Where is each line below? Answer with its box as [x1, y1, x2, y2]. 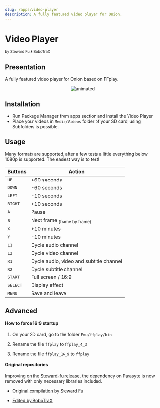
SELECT [7, 282, 22, 288]
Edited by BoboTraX [12, 397, 53, 403]
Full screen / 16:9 [31, 274, 72, 281]
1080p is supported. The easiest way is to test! [5, 156, 100, 162]
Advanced [5, 307, 38, 315]
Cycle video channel [31, 250, 79, 257]
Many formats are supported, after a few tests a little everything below [5, 151, 148, 157]
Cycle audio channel [31, 242, 79, 249]
